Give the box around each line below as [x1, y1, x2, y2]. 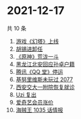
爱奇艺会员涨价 [15, 98, 54, 106]
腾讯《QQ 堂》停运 [15, 68, 63, 75]
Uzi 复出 [15, 91, 37, 98]
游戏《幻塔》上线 [15, 37, 59, 45]
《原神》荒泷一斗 [15, 52, 59, 60]
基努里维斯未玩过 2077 [15, 76, 73, 83]
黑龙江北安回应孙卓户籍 [15, 60, 75, 68]
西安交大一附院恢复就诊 [15, 83, 75, 90]
